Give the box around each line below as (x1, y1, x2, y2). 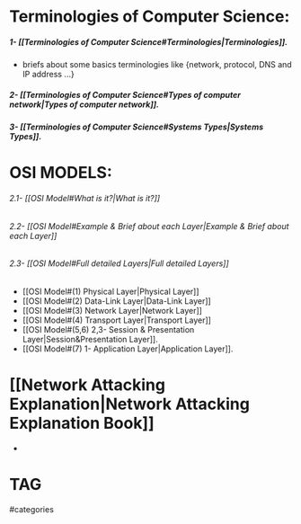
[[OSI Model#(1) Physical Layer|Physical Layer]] (22, 286, 199, 297)
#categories (9, 503, 54, 514)
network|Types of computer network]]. (9, 99, 160, 110)
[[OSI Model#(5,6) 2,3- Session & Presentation (22, 324, 195, 334)
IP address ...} (22, 69, 75, 80)
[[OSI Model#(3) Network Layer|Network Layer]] (22, 305, 202, 315)
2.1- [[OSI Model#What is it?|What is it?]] (9, 192, 160, 203)
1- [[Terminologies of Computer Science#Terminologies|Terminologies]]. (9, 36, 288, 47)
